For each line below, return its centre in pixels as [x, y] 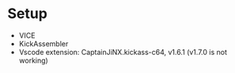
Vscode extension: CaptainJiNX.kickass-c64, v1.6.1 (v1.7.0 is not [123, 52]
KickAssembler [44, 43]
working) [33, 60]
